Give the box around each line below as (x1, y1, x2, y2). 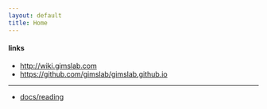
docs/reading (19, 92, 64, 101)
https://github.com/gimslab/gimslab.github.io (19, 69, 168, 79)
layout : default (8, 11, 62, 20)
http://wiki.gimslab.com (19, 61, 98, 70)
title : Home (8, 19, 48, 27)
